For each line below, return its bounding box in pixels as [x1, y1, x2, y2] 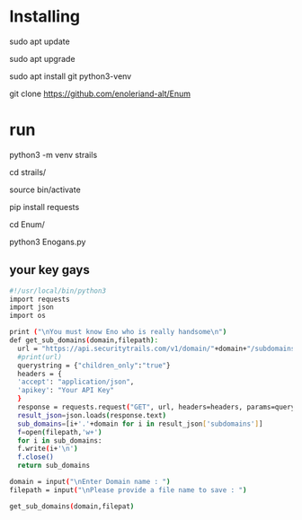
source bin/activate [9, 184, 81, 195]
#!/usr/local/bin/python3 [9, 286, 106, 295]
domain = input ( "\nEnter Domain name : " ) [9, 478, 171, 487]
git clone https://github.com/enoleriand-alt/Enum [9, 88, 191, 99]
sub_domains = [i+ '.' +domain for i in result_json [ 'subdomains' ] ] [17, 419, 263, 428]
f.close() [17, 453, 54, 462]
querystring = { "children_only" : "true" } [17, 361, 171, 370]
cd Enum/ [9, 218, 45, 230]
